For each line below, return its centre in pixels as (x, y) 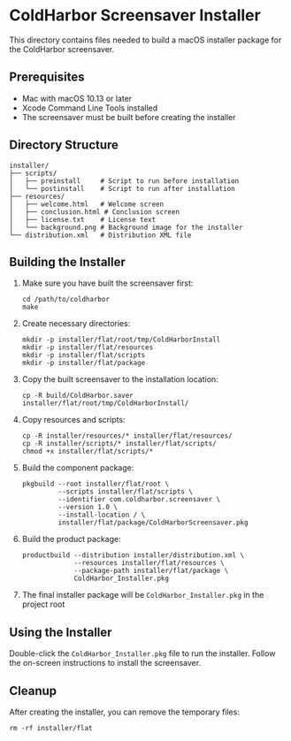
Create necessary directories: (76, 324)
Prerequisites (47, 77)
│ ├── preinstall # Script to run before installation (124, 181)
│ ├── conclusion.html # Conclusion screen (94, 212)
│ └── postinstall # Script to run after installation (123, 188)
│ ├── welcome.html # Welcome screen (87, 204)
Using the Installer (61, 632)
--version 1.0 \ (88, 508)
